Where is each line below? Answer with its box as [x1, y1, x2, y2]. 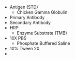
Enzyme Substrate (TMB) [16, 30, 67, 36]
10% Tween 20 [9, 46, 40, 51]
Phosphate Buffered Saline [16, 40, 70, 46]
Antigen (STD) [9, 4, 38, 10]
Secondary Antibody [9, 20, 51, 25]
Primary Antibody [9, 15, 45, 20]
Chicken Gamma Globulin [16, 9, 68, 15]
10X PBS [9, 35, 27, 41]
